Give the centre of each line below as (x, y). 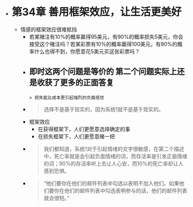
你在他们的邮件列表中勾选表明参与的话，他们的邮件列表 (121, 191)
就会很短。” (56, 198)
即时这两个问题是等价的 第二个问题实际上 (103, 72)
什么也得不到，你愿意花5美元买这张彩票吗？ (87, 51)
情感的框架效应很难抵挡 (49, 29)
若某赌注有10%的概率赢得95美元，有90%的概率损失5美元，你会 (106, 36)
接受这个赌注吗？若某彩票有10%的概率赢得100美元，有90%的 (103, 44)
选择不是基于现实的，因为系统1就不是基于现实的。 (104, 109)
